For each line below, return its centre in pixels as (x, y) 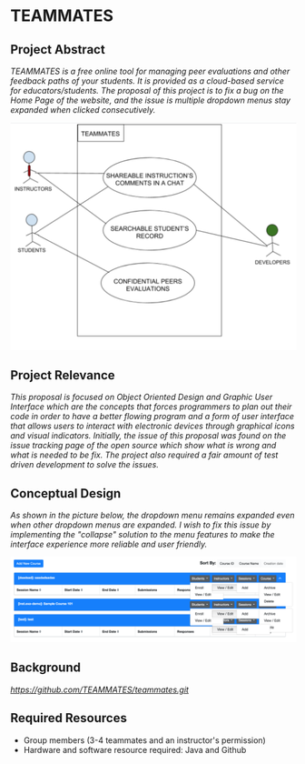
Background (45, 668)
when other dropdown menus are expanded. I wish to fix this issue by (141, 525)
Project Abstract (58, 50)
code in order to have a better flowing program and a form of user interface (152, 417)
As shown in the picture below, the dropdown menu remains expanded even (152, 516)
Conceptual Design (66, 493)
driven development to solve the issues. (85, 465)
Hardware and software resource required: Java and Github (135, 749)
